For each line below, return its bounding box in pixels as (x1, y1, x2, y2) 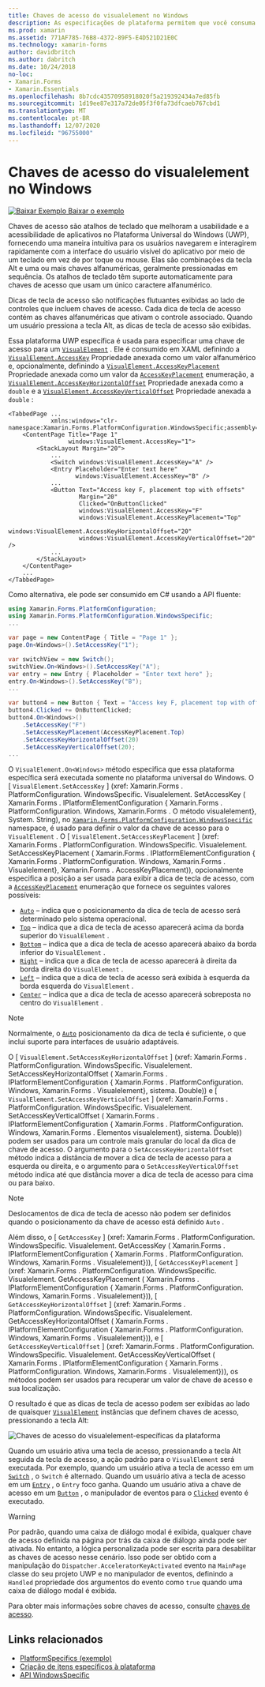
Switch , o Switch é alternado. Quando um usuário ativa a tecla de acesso (8, 1471, 246, 1481)
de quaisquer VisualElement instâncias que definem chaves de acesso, (8, 1407, 239, 1417)
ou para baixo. (8, 1178, 55, 1188)
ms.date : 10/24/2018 (8, 63, 77, 71)
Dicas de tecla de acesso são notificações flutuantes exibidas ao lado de (8, 295, 245, 305)
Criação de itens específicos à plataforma (19, 1662, 156, 1671)
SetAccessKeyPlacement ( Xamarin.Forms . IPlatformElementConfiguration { (8, 848, 256, 858)
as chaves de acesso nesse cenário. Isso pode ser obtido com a (8, 1553, 217, 1562)
